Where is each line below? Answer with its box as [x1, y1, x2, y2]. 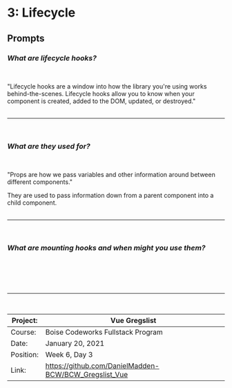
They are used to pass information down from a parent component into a [7, 192, 214, 200]
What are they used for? [7, 141, 91, 151]
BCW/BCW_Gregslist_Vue [45, 370, 128, 380]
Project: [11, 316, 38, 326]
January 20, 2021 [45, 339, 105, 349]
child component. [7, 198, 57, 207]
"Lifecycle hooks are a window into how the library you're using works [7, 82, 207, 91]
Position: [10, 350, 39, 360]
